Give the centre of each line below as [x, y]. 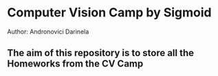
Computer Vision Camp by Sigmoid [109, 13]
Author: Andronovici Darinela [48, 31]
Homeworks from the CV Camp [75, 64]
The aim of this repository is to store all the [101, 53]
